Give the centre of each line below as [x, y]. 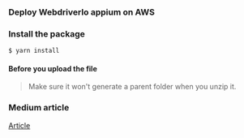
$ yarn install [34, 51]
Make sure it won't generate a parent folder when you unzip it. [132, 87]
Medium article [39, 108]
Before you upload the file [53, 68]
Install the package [47, 33]
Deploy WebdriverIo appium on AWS [82, 12]
